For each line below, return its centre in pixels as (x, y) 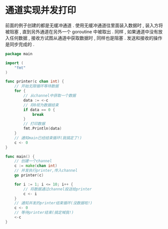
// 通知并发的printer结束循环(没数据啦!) (53, 203)
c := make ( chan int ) (36, 166)
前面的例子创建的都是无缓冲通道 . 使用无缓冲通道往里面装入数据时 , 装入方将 (84, 25)
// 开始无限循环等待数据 (37, 86)
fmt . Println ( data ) (43, 129)
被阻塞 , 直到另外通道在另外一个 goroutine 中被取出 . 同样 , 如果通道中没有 (82, 31)
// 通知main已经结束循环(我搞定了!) (48, 138)
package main (19, 54)
